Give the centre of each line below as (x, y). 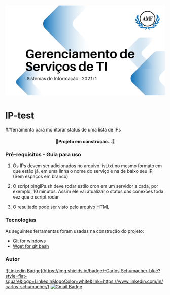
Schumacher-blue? (141, 270)
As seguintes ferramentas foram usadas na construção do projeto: (75, 231)
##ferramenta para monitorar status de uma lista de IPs (63, 130)
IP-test (20, 116)
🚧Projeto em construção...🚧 (85, 141)
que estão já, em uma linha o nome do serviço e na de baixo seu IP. (83, 171)
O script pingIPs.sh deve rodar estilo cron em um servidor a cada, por (86, 186)
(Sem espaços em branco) (40, 176)
